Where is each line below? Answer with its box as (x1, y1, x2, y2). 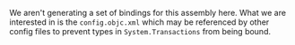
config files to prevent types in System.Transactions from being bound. (9, 26, 272, 36)
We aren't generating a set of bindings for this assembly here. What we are (9, 8, 287, 18)
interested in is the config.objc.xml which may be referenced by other (9, 17, 270, 27)
